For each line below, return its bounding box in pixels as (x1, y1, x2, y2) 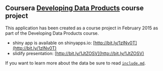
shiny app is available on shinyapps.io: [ (12, 40, 95, 46)
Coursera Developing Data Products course (5, 4, 144, 12)
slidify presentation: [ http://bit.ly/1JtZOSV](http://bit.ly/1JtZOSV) (12, 50, 144, 56)
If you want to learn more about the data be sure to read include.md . (5, 60, 146, 66)
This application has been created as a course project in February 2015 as (5, 25, 158, 31)
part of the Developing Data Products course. (5, 30, 99, 36)
